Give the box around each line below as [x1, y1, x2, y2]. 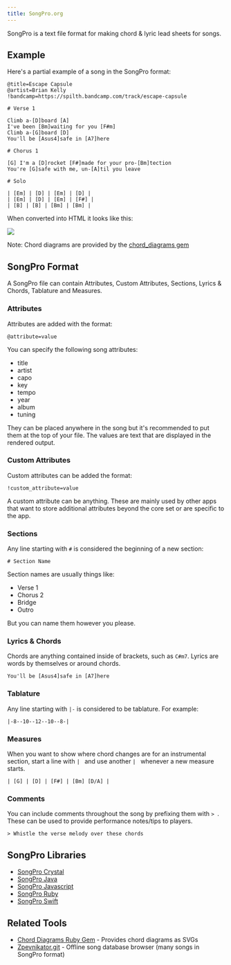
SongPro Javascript [17, 883, 74, 891]
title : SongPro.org [7, 10, 64, 17]
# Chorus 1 [7, 148, 39, 154]
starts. [7, 765, 26, 773]
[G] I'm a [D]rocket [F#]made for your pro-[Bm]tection [7, 160, 172, 167]
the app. [7, 511, 31, 520]
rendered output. [7, 438, 55, 447]
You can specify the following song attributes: [7, 345, 138, 353]
